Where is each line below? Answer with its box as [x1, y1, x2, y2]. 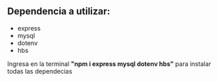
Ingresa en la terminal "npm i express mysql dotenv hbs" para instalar [7, 59, 212, 68]
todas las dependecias [7, 67, 73, 75]
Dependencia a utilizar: [7, 6, 110, 17]
